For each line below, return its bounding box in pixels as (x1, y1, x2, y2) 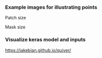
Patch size (5, 15, 26, 21)
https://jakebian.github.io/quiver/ (5, 47, 71, 53)
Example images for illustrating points (5, 4, 98, 11)
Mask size (5, 24, 25, 30)
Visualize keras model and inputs (5, 36, 86, 43)
